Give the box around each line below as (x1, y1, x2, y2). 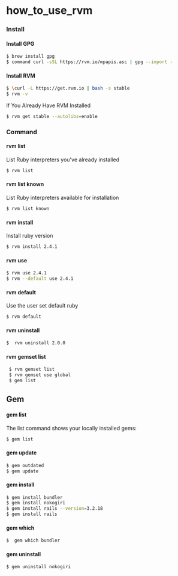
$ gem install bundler (6, 494, 63, 500)
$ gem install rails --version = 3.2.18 (6, 506, 103, 512)
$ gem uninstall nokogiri (6, 564, 71, 570)
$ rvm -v (6, 91, 28, 97)
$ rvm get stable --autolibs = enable (6, 114, 98, 120)
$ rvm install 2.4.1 (6, 244, 58, 250)
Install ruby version (6, 232, 53, 240)
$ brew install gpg (6, 54, 55, 60)
